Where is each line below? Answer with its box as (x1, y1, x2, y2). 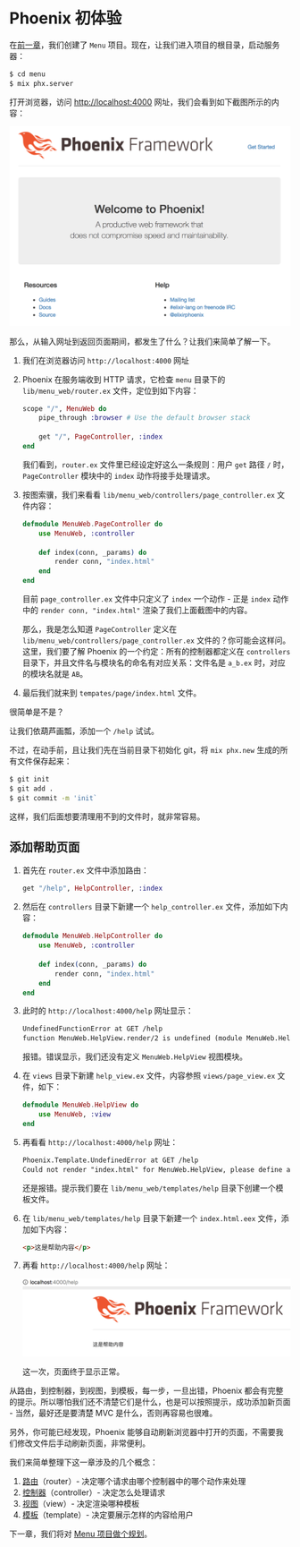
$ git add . (9, 784, 54, 793)
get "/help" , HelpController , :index (21, 884, 163, 893)
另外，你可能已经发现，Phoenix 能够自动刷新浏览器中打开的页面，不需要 (9, 1427, 277, 1438)
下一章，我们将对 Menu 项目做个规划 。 (9, 1528, 153, 1540)
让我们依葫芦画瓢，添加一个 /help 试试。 (9, 726, 159, 737)
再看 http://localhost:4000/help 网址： (21, 1260, 171, 1271)
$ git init (9, 775, 50, 784)
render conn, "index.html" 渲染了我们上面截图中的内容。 (39, 605, 253, 616)
